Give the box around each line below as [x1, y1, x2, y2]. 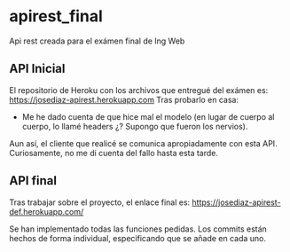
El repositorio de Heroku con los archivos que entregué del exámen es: [9, 84, 269, 95]
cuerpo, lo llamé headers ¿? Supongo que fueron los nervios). [21, 121, 248, 131]
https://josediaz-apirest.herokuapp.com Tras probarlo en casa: [9, 94, 239, 105]
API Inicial [9, 61, 66, 76]
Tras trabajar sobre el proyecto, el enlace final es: [9, 197, 191, 208]
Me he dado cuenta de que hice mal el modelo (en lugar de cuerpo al [21, 111, 275, 122]
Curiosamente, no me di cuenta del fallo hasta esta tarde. [9, 147, 219, 158]
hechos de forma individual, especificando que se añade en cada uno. [9, 232, 267, 243]
